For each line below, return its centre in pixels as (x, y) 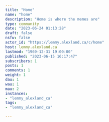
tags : (11, 103)
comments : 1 (18, 70)
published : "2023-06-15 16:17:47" (41, 56)
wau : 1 (12, 84)
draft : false (19, 33)
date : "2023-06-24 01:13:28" (36, 28)
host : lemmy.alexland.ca (31, 47)
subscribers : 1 (21, 61)
